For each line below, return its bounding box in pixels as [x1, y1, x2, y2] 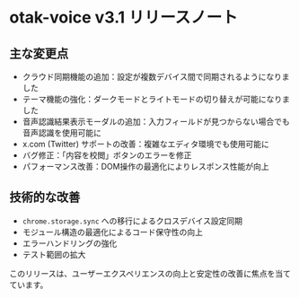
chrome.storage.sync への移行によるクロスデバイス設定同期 [22, 215, 242, 226]
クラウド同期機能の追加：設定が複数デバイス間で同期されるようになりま [22, 72, 290, 82]
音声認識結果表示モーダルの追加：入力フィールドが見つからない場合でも [22, 117, 290, 127]
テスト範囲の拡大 [22, 249, 86, 259]
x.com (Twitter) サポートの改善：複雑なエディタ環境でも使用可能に [22, 139, 269, 149]
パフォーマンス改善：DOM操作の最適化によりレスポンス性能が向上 [22, 162, 269, 171]
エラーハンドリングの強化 [22, 238, 118, 249]
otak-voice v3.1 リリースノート [9, 7, 238, 28]
